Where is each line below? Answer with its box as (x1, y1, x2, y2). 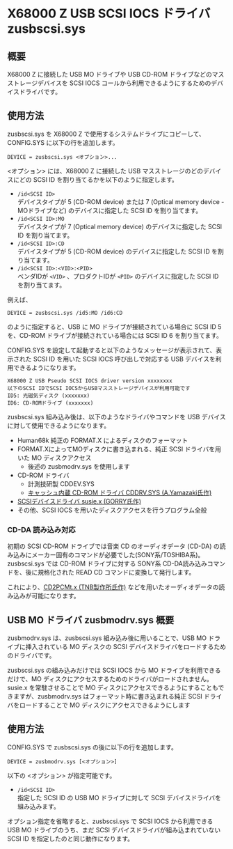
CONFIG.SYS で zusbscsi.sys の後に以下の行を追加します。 (7, 742, 177, 751)
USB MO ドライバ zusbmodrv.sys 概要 (7, 614, 175, 626)
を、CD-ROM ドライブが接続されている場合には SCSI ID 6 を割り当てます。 (7, 331, 223, 339)
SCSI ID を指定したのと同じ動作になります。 (7, 834, 134, 843)
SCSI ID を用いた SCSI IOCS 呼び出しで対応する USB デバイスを (33, 355, 216, 363)
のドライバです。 (7, 651, 56, 660)
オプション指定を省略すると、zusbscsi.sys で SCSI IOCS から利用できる (7, 817, 214, 825)
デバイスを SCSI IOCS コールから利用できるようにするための (37, 79, 211, 87)
